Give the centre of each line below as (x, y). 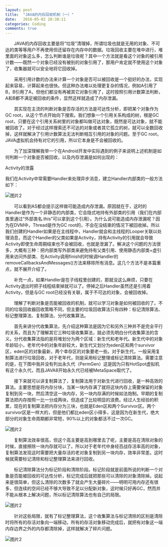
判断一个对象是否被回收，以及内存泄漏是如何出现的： (64, 157)
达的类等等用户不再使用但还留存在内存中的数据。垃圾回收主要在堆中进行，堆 (84, 50)
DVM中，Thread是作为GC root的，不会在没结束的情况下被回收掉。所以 (87, 225)
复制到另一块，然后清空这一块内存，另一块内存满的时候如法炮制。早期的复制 (84, 394)
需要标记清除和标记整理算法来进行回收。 (55, 459)
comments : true (21, 29)
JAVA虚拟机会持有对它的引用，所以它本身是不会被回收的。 (65, 140)
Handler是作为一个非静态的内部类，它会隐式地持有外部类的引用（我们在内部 (83, 213)
